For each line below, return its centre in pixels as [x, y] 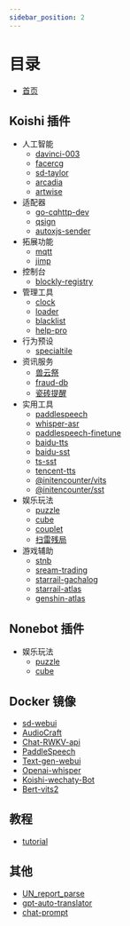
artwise [49, 192]
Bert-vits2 [40, 789]
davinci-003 [57, 154]
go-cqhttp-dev [62, 212]
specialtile [54, 351]
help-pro [51, 330]
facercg [50, 163]
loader [47, 312]
